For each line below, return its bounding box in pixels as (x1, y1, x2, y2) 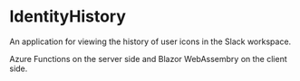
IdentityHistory (9, 6, 127, 27)
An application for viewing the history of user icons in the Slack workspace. (9, 36, 292, 47)
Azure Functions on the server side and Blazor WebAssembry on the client (9, 53, 287, 64)
